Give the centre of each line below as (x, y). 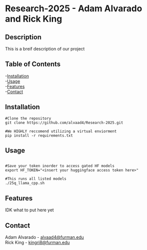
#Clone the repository (28, 118)
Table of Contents (33, 64)
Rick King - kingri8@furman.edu (37, 243)
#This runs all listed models (36, 179)
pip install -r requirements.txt (39, 135)
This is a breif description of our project (45, 49)
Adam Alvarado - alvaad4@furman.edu (44, 237)
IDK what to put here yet (30, 210)
